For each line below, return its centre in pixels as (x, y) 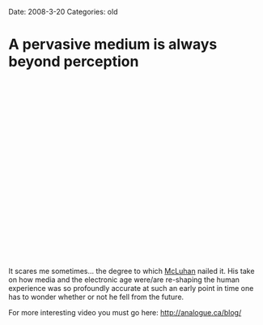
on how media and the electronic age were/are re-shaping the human (124, 280)
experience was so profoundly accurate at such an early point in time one (131, 288)
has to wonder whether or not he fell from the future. (96, 297)
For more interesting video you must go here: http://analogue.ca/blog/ (125, 312)
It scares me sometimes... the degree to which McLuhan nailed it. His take (131, 271)
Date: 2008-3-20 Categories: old (63, 12)
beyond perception (74, 62)
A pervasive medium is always (113, 45)
